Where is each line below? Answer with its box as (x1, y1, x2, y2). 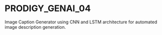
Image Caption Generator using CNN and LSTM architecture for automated (4, 19, 158, 25)
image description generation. (4, 24, 66, 30)
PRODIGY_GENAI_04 (4, 3, 91, 14)
